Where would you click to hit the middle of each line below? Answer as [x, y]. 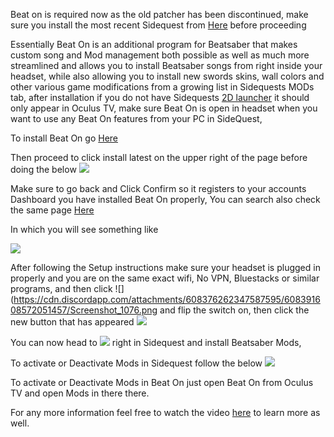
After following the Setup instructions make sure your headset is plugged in [165, 267]
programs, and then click [61, 288]
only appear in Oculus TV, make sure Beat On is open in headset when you [164, 108]
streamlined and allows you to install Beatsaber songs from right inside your [166, 65]
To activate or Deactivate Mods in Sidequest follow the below [136, 363]
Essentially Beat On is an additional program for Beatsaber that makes [154, 44]
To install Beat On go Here [64, 138]
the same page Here [52, 210]
